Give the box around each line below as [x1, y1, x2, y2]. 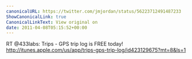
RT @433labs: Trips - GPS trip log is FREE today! [6, 40, 124, 47]
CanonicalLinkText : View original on [6, 19, 98, 25]
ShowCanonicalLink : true [6, 14, 67, 20]
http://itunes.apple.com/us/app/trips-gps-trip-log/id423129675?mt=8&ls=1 [6, 47, 186, 54]
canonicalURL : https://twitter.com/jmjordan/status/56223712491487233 [6, 8, 181, 14]
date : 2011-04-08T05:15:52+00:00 [6, 24, 88, 31]
